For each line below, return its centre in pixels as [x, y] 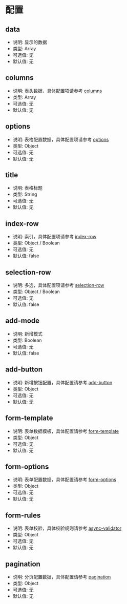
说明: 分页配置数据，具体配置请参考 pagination [62, 577]
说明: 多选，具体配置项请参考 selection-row [58, 285]
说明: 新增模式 [27, 334]
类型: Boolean [27, 340]
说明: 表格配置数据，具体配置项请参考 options [61, 139]
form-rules [23, 515]
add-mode [23, 321]
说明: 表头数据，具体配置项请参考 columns [57, 91]
